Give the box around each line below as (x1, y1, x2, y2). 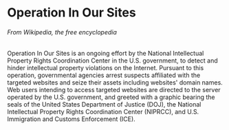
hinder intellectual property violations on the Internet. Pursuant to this (7, 64, 204, 72)
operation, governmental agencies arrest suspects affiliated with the (7, 71, 201, 80)
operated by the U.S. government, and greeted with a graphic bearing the (7, 93, 215, 101)
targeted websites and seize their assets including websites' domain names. (7, 78, 223, 87)
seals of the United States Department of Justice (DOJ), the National (7, 100, 201, 109)
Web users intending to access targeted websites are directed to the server (7, 86, 221, 94)
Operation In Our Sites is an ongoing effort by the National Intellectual (7, 50, 204, 58)
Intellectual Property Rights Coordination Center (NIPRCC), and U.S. (7, 108, 199, 116)
